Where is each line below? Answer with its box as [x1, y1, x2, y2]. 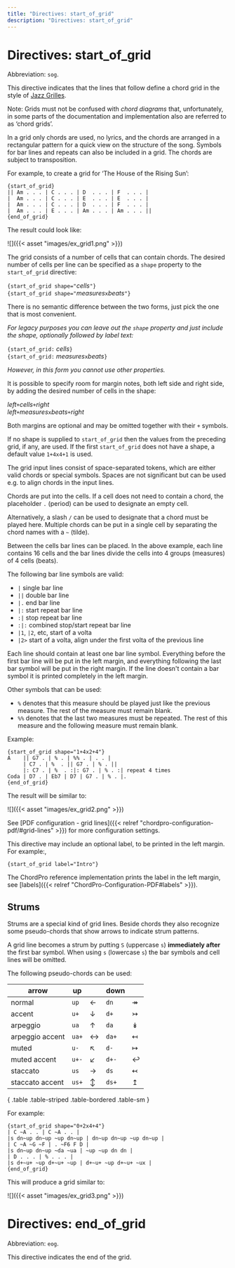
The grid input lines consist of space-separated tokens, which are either [7, 464, 216, 472]
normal [11, 998, 34, 1008]
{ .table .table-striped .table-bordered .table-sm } [7, 1095, 149, 1104]
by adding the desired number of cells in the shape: [7, 387, 156, 395]
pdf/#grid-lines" [7, 826, 54, 835]
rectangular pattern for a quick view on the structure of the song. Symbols [7, 141, 222, 149]
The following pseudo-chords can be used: [7, 969, 132, 977]
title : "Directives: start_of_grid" [7, 10, 114, 18]
